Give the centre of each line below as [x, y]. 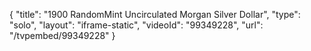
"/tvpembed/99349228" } [62, 35]
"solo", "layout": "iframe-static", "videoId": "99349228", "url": [136, 25]
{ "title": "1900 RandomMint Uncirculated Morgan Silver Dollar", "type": [155, 14]
